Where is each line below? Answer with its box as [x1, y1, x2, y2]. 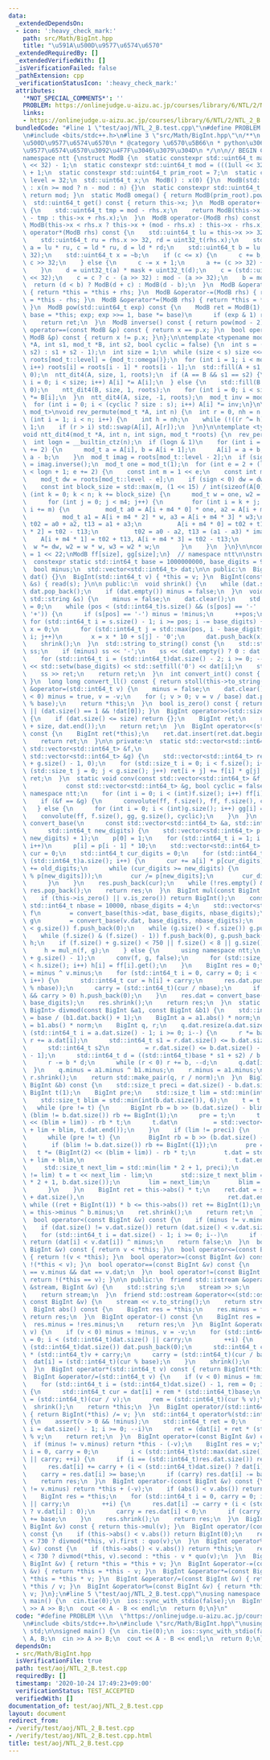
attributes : [15, 86, 56, 95]
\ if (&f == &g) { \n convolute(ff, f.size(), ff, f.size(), [22, 797, 257, 805]
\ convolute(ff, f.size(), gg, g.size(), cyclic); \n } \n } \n [22, 812, 257, 820]
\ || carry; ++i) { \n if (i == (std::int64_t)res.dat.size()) [22, 1455, 253, 1463]
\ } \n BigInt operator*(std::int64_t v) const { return [22, 1365, 221, 1374]
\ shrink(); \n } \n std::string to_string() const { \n [22, 640, 225, 648]
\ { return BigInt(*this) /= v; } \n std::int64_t [22, 1410, 196, 1418]
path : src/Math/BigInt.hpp [22, 34, 113, 43]
